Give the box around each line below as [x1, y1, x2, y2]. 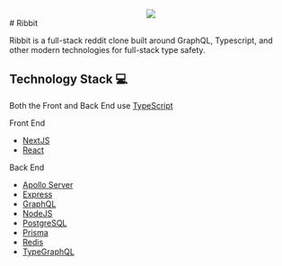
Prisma [22, 226, 49, 237]
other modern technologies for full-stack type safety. [9, 45, 206, 55]
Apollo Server [22, 179, 74, 190]
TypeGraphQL [22, 246, 75, 257]
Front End [9, 117, 46, 129]
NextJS [22, 135, 50, 146]
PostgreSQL [22, 217, 67, 228]
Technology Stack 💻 [9, 72, 128, 87]
